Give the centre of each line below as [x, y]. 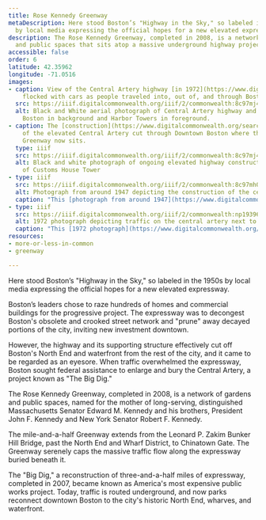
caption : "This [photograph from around [83, 199]
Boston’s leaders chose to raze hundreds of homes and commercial [118, 304]
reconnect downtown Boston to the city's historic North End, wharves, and [130, 500]
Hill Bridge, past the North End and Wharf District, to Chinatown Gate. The [129, 442]
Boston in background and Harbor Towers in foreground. [117, 119]
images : [21, 82]
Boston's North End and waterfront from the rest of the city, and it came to [130, 353]
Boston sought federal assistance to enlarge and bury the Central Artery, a [129, 370]
